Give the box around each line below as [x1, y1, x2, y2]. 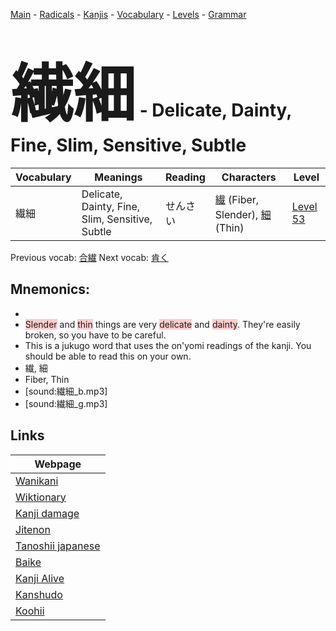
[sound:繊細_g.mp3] [24, 397, 108, 409]
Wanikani [15, 474, 59, 488]
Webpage [34, 457, 82, 471]
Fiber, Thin [24, 373, 70, 385]
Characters [221, 170, 277, 184]
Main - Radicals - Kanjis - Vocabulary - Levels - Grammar [10, 9, 247, 20]
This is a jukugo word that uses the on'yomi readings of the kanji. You [24, 339, 312, 351]
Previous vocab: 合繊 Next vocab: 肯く [10, 251, 169, 263]
